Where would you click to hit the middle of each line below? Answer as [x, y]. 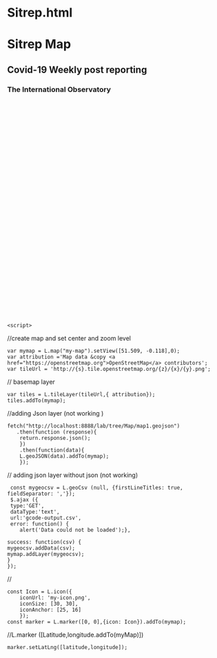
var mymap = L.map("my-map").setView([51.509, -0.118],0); [94, 351]
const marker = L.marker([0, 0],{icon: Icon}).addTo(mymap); [97, 622]
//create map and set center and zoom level [69, 338]
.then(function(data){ [52, 450]
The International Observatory [59, 89]
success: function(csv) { [44, 542]
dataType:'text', [35, 512]
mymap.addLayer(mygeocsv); [46, 554]
